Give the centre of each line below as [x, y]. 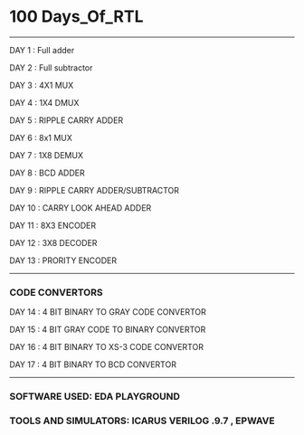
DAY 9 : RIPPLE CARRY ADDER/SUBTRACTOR [94, 190]
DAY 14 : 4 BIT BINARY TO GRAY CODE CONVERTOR [108, 312]
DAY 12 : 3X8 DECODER [53, 242]
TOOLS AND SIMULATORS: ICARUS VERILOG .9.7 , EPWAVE [142, 421]
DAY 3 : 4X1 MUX [42, 85]
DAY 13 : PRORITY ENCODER [63, 260]
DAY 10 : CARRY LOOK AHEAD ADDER [81, 208]
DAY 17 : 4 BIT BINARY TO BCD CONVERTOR [93, 364]
